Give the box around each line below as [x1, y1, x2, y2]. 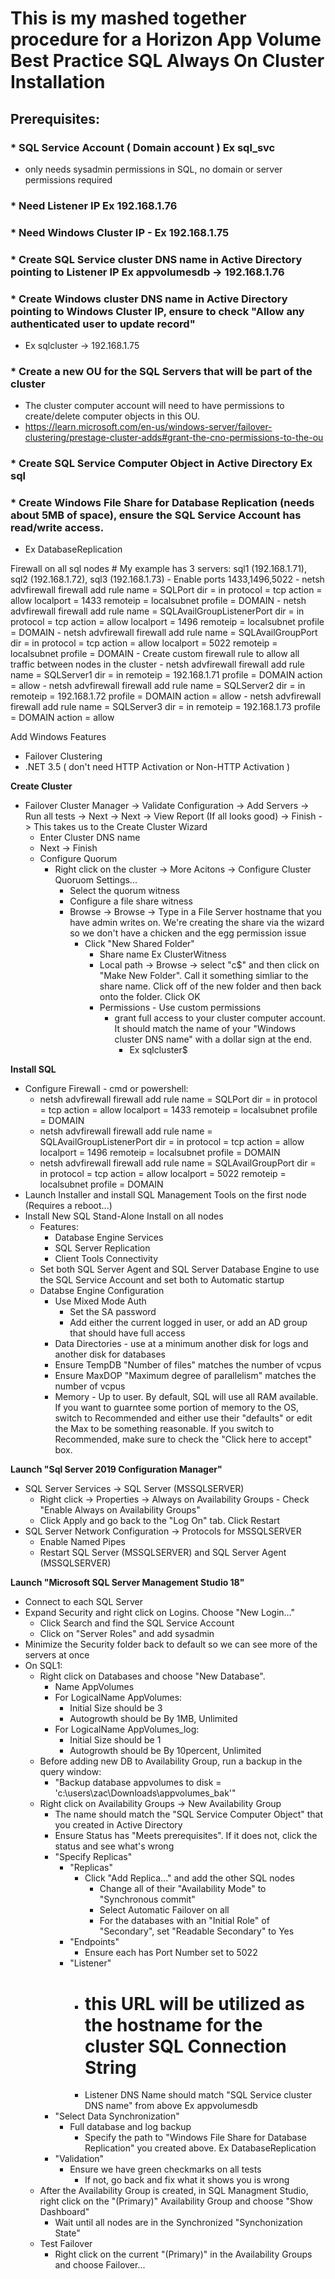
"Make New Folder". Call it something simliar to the [99, 970, 309, 982]
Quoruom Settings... [54, 874, 138, 886]
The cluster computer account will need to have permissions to [24, 400, 285, 412]
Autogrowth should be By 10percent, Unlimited [69, 1745, 262, 1757]
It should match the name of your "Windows [114, 1023, 297, 1035]
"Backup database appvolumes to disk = [54, 1777, 222, 1789]
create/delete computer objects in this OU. [24, 410, 200, 422]
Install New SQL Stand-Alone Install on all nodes [24, 1210, 224, 1222]
